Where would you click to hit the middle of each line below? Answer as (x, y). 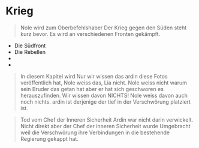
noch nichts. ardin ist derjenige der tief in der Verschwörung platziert (105, 102)
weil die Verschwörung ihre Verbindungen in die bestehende (95, 132)
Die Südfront (30, 46)
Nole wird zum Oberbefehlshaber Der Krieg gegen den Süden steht (103, 28)
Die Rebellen (30, 52)
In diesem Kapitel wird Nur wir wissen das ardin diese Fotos (94, 76)
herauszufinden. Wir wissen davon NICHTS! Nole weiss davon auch (104, 95)
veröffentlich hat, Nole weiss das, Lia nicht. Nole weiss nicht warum (103, 83)
